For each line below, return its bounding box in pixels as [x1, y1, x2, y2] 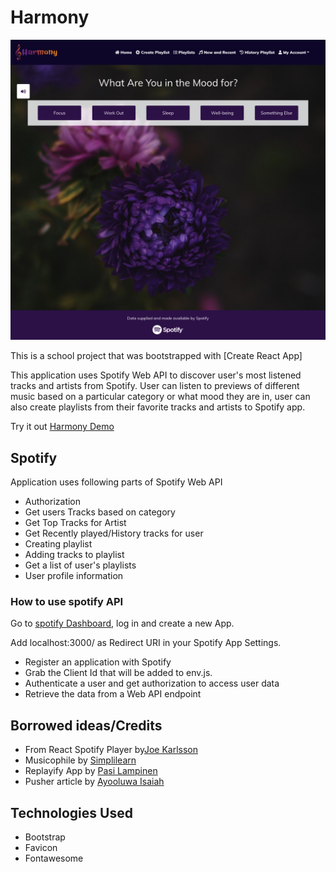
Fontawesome [24, 852, 84, 865]
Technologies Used [10, 804, 133, 821]
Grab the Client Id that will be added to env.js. [24, 667, 213, 679]
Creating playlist [24, 538, 93, 550]
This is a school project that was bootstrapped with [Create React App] [10, 350, 303, 362]
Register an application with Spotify [24, 656, 172, 668]
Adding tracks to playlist [24, 549, 125, 561]
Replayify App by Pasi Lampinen [24, 765, 158, 777]
